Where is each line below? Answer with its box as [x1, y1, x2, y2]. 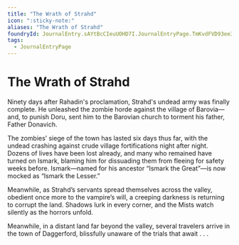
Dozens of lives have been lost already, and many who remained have [7, 148, 212, 157]
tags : [7, 37, 23, 44]
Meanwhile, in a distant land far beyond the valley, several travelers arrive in [7, 222, 230, 230]
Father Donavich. [7, 120, 58, 129]
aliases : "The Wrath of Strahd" [7, 23, 103, 31]
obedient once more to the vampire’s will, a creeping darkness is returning [7, 192, 225, 201]
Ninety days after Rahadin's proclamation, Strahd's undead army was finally [7, 97, 230, 106]
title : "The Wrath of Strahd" [7, 10, 97, 18]
